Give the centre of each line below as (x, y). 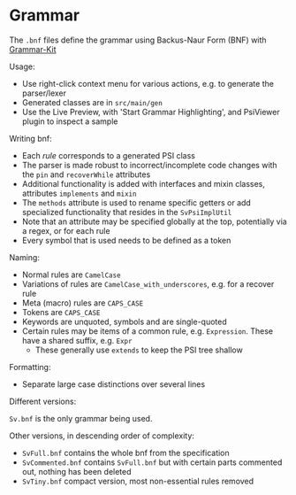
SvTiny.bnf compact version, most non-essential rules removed (138, 481)
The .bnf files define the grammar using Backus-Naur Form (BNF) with (138, 40)
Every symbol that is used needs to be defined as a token (126, 240)
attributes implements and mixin (79, 193)
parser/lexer (44, 93)
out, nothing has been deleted (76, 471)
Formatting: (30, 367)
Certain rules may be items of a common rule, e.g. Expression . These (148, 331)
